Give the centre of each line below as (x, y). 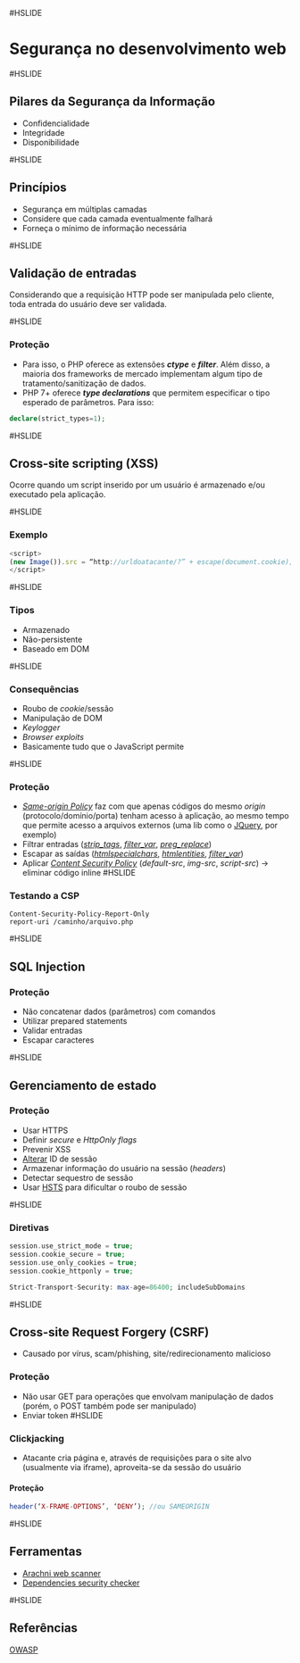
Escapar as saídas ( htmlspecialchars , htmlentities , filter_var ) (133, 854)
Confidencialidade (56, 123)
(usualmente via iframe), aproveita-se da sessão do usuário (132, 1467)
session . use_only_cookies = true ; (74, 1262)
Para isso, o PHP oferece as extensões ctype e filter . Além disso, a (146, 364)
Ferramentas (46, 1552)
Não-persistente (52, 639)
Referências (44, 1628)
